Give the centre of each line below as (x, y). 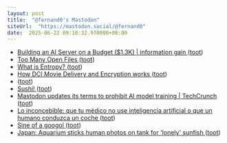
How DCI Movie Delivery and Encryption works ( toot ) (92, 74)
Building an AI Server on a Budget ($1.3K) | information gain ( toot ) (110, 52)
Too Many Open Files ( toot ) (56, 60)
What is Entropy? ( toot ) (50, 67)
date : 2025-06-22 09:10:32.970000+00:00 (67, 33)
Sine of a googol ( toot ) (49, 125)
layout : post (26, 13)
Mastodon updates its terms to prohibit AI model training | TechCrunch (117, 96)
